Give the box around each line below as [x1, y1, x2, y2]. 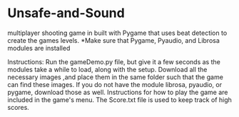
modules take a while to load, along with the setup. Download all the [7, 65, 208, 73]
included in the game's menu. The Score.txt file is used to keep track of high [7, 95, 232, 104]
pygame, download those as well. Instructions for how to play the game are [7, 88, 228, 96]
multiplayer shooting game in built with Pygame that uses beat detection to [7, 29, 228, 37]
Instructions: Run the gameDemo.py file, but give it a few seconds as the [7, 57, 221, 66]
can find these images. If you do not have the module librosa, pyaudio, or [7, 80, 223, 88]
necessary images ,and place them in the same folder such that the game [7, 73, 223, 81]
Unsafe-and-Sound [7, 5, 125, 21]
